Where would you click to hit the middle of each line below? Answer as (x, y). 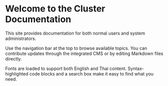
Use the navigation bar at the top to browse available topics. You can (76, 48)
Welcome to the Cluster (55, 9)
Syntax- (136, 68)
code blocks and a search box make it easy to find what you (92, 73)
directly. (14, 58)
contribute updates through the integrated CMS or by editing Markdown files (84, 53)
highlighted (17, 73)
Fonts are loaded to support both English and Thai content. (66, 68)
